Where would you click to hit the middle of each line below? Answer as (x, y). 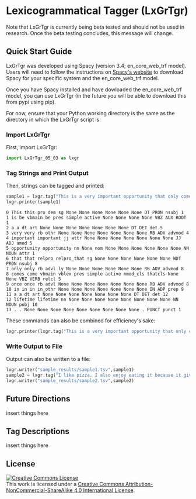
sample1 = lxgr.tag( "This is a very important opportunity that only (92, 197)
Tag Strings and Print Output (47, 173)
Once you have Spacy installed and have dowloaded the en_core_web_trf (94, 90)
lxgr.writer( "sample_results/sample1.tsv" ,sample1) (70, 370)
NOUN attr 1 (20, 253)
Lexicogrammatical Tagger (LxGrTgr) (97, 11)
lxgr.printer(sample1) (34, 202)
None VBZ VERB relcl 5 (34, 279)
